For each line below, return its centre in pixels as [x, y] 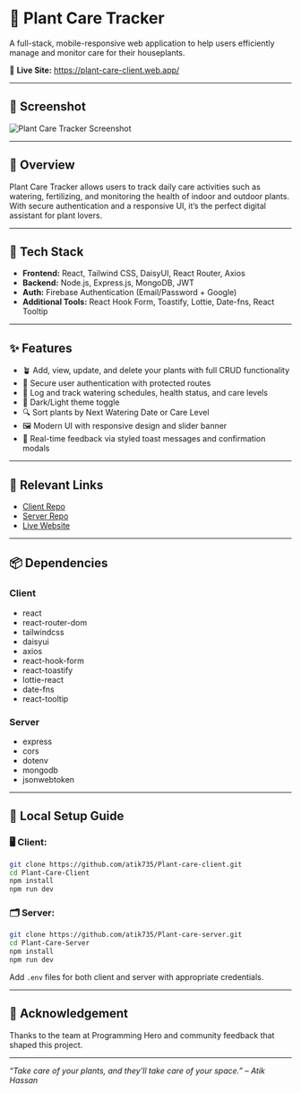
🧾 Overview [42, 165]
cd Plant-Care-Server [50, 943]
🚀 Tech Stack [47, 252]
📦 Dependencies [59, 563]
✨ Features [41, 348]
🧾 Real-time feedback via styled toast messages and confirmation [144, 439]
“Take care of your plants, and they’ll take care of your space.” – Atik [138, 1071]
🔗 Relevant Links [56, 485]
